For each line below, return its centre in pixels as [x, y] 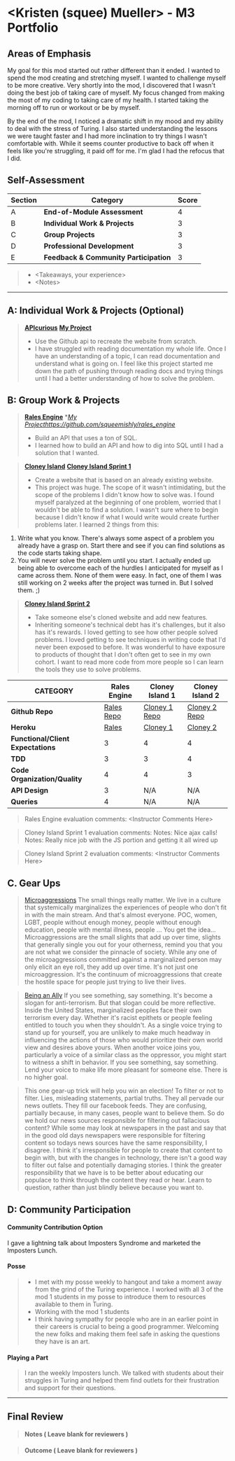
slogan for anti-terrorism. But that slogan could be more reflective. [120, 1003]
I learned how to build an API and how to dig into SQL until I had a [129, 445]
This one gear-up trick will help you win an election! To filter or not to [124, 1091]
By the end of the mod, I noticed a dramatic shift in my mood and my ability [115, 121]
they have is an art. [62, 1341]
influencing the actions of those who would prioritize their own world [123, 1040]
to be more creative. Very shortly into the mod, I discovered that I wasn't [111, 85]
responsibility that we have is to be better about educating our [114, 1173]
